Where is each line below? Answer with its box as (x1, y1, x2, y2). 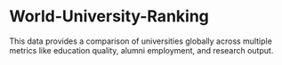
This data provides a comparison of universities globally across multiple (9, 36, 273, 46)
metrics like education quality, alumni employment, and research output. (9, 45, 274, 55)
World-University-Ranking (9, 6, 209, 27)
